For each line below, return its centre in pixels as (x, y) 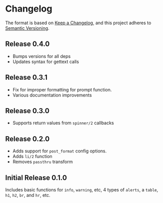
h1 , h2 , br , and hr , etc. (28, 195)
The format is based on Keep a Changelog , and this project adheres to (78, 23)
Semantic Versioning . (27, 28)
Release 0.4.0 (28, 44)
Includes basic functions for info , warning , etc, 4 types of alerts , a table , (82, 190)
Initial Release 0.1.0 (36, 177)
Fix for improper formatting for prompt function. (62, 89)
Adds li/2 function (32, 157)
